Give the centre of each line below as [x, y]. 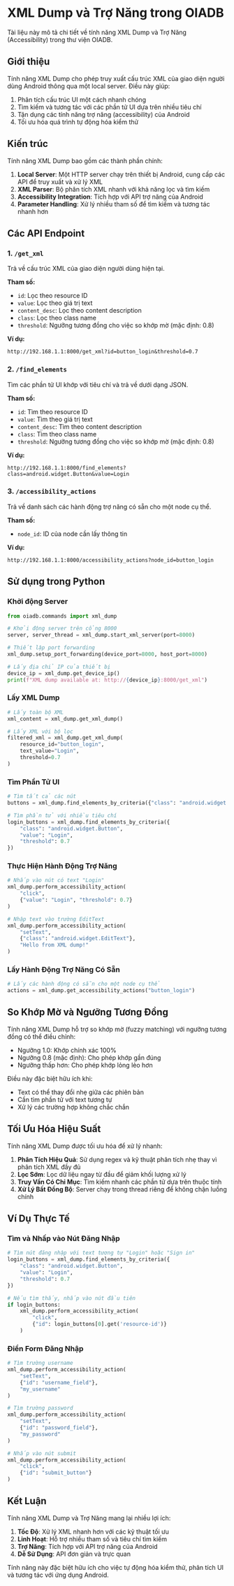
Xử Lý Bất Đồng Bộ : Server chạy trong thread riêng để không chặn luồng [122, 1189]
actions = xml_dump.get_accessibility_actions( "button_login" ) [101, 991]
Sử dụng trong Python [56, 582]
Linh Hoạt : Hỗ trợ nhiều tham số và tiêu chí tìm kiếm [92, 1539]
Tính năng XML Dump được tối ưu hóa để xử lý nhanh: [85, 1146]
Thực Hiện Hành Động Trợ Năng [62, 866]
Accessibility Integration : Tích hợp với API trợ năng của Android [110, 197]
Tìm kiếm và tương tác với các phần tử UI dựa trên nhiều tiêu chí [109, 107]
